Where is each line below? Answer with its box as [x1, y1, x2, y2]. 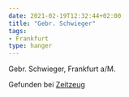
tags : [8, 27, 27, 35]
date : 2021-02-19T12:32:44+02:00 [8, 11, 122, 20]
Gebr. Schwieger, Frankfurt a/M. [8, 64, 116, 74]
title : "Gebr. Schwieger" [8, 19, 96, 27]
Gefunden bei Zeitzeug [8, 80, 85, 90]
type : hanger [8, 42, 53, 50]
